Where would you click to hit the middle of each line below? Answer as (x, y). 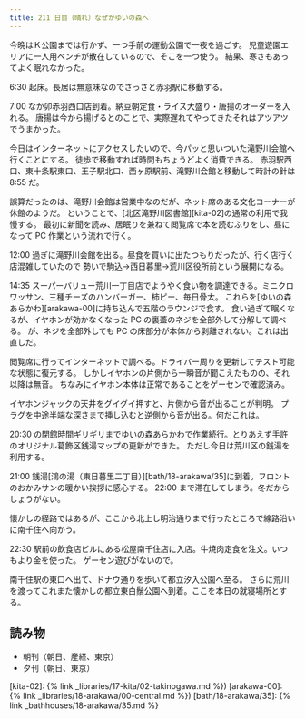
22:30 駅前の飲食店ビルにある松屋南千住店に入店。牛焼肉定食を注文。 (141, 548)
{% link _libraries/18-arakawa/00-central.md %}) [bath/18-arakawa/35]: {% (150, 696)
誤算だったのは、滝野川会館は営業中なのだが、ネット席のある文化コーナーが (152, 202)
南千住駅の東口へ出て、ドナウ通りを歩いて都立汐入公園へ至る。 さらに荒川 (149, 579)
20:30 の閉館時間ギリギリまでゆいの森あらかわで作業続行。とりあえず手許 (149, 434)
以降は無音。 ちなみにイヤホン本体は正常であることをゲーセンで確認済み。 (150, 384)
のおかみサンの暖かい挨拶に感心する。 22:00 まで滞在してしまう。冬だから (150, 488)
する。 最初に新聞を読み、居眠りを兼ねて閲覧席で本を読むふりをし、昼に (153, 224)
